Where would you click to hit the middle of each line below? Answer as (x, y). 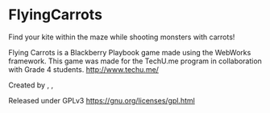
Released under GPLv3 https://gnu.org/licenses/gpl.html (102, 100)
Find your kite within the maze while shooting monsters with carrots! (122, 37)
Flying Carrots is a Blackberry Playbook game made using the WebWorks (130, 52)
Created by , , (31, 85)
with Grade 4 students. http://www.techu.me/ (84, 69)
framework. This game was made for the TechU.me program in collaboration (135, 61)
